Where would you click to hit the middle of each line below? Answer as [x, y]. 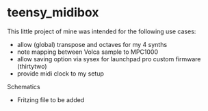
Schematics [24, 86]
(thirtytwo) [32, 66]
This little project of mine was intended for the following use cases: [102, 31]
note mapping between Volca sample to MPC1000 [88, 52]
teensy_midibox [53, 13]
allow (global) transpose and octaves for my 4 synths [92, 44]
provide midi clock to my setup [61, 74]
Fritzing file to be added [51, 99]
